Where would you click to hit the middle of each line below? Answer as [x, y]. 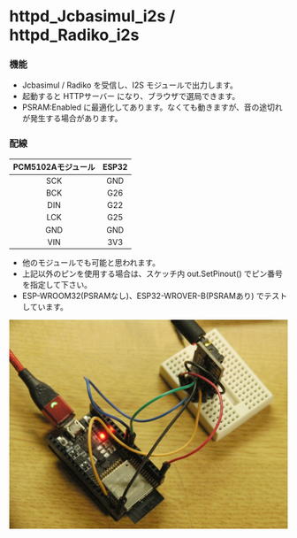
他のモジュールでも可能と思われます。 [91, 263]
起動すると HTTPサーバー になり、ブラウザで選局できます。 [131, 96]
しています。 [45, 307]
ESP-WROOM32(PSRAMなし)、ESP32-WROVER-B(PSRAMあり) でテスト [155, 296]
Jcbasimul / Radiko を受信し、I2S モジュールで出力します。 [130, 85]
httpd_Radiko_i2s [74, 35]
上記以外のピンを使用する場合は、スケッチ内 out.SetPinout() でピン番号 [152, 274]
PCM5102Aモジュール [54, 167]
